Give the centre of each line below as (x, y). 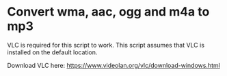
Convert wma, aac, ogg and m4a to (108, 12)
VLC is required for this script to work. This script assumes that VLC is (106, 45)
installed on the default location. (52, 52)
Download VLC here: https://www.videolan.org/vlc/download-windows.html (113, 65)
